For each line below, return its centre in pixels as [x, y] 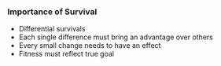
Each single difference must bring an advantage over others [116, 37]
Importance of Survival [52, 12]
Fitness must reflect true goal [66, 54]
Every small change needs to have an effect [90, 46]
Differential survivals [52, 29]
